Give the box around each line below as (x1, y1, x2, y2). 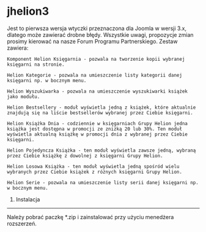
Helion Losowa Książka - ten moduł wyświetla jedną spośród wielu (7, 163, 180, 169)
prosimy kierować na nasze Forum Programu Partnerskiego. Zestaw (7, 37, 178, 45)
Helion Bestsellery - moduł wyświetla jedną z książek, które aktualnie (7, 104, 196, 110)
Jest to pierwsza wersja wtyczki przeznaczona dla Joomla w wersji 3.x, (7, 25, 187, 32)
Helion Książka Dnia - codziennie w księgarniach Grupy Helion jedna (7, 120, 188, 126)
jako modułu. (7, 93, 40, 99)
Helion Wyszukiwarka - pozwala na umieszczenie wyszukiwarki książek (7, 88, 188, 95)
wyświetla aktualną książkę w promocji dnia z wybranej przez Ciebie (7, 131, 188, 137)
